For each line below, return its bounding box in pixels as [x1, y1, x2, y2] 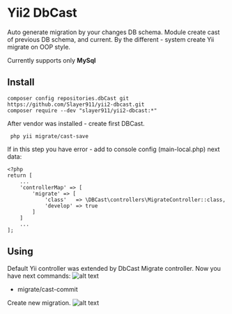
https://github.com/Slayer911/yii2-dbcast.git [7, 101, 145, 108]
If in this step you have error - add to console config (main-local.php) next [7, 145, 220, 153]
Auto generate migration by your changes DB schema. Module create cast [7, 28, 220, 36]
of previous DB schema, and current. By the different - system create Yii [7, 35, 215, 43]
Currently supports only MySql [7, 56, 96, 64]
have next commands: [7, 272, 71, 280]
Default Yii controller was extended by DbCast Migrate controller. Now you [7, 264, 222, 272]
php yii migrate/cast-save [10, 132, 89, 140]
